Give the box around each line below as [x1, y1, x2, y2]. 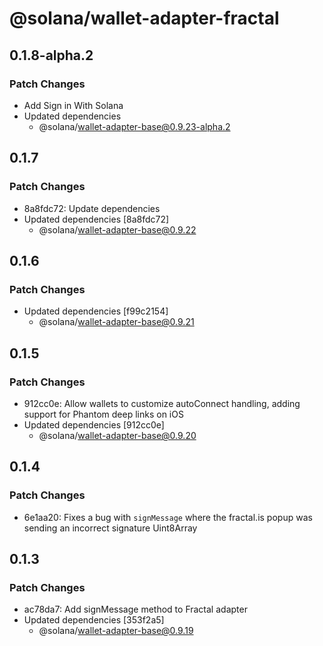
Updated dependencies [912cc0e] [23, 418, 165, 431]
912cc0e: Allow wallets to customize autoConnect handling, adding [23, 397, 301, 409]
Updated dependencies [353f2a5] [23, 614, 165, 626]
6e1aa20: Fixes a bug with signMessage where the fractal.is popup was [23, 511, 313, 523]
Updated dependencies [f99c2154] [23, 305, 169, 317]
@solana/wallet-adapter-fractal [9, 7, 280, 30]
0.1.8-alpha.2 [9, 47, 94, 64]
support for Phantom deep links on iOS [23, 408, 184, 420]
